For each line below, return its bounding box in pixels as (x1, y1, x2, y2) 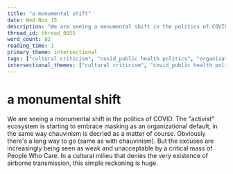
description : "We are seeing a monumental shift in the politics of (7, 23, 209, 30)
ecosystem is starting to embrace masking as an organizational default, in (7, 122, 218, 130)
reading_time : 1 (7, 42, 54, 49)
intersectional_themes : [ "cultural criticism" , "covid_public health (7, 62, 213, 69)
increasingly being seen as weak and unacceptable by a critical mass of (7, 143, 213, 153)
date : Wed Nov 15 (7, 17, 58, 24)
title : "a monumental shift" (7, 10, 92, 17)
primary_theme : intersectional (7, 49, 98, 56)
